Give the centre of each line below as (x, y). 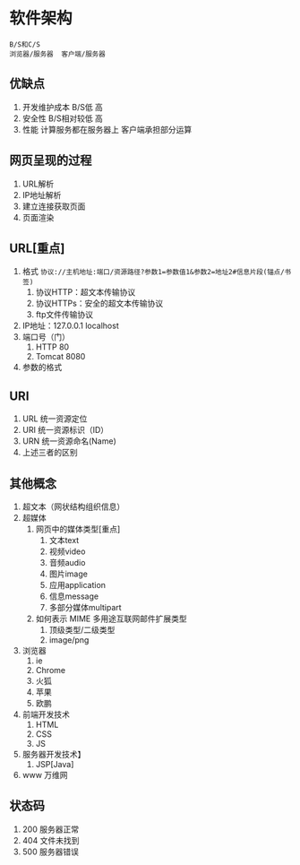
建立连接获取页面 (54, 206)
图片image (68, 574)
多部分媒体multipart (86, 607)
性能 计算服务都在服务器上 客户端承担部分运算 (107, 129)
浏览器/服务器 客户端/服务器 (57, 54)
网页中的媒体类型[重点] (78, 529)
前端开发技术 (46, 714)
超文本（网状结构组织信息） (73, 506)
